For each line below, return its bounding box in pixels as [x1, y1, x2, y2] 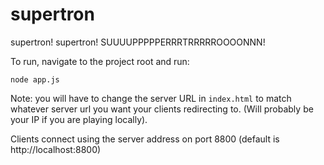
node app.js [10, 74, 60, 85]
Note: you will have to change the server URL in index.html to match [10, 92, 292, 104]
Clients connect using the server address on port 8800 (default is [10, 133, 280, 145]
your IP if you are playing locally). [10, 113, 148, 125]
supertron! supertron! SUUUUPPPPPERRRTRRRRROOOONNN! [10, 36, 266, 48]
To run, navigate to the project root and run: [10, 55, 190, 67]
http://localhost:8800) [10, 143, 102, 155]
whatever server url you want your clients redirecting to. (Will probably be [10, 103, 314, 115]
